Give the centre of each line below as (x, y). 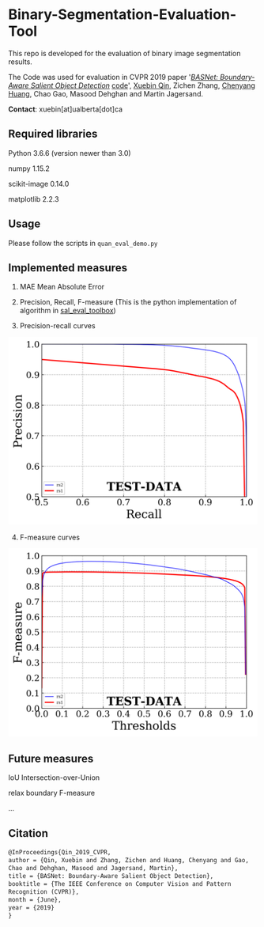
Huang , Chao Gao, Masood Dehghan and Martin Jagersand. (106, 93)
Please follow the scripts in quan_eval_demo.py (83, 243)
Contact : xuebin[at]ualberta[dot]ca (66, 109)
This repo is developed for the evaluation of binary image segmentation (124, 53)
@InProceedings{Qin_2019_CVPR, (60, 852)
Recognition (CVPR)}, (44, 891)
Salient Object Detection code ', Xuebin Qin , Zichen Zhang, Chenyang (143, 85)
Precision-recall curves (58, 326)
